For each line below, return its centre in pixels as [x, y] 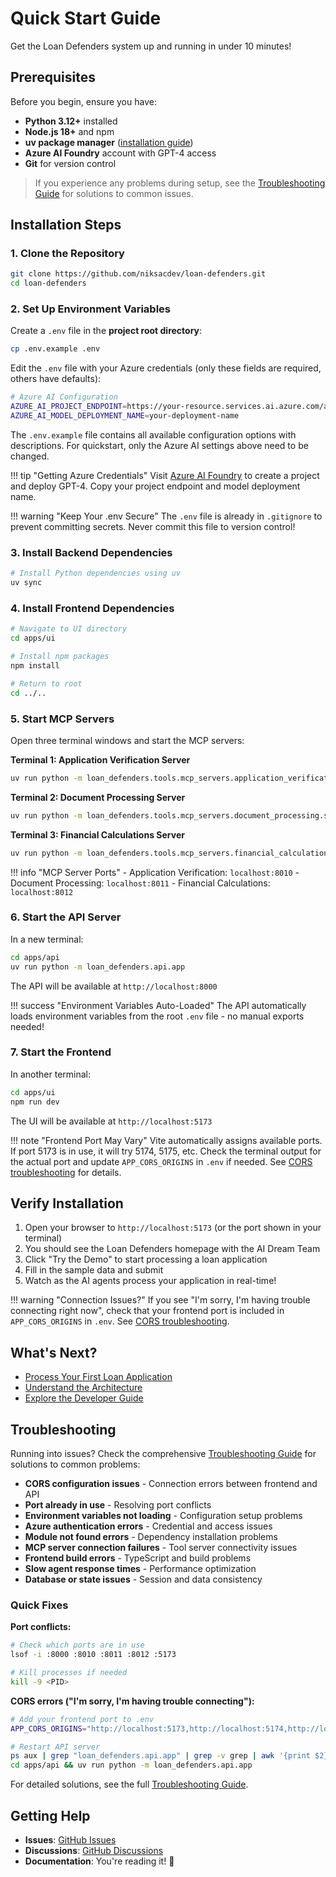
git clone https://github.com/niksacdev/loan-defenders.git [138, 274]
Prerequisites [53, 77]
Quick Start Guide [86, 18]
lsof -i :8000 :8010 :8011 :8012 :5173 [93, 1655]
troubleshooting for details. [66, 1172]
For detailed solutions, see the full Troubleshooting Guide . [129, 1784]
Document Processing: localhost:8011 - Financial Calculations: [140, 883]
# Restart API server [55, 1747]
